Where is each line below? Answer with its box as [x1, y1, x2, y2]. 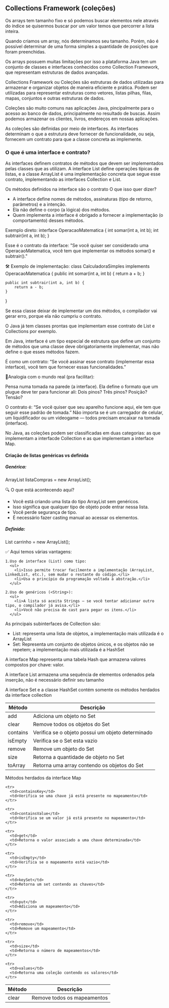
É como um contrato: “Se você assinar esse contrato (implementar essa [5, 359, 155, 365]
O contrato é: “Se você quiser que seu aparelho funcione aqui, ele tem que [5, 404, 161, 410]
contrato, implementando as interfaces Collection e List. [5, 176, 122, 182]
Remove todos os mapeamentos [31, 994, 108, 1001]
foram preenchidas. [5, 49, 46, 55]
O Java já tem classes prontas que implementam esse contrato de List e [5, 323, 155, 329]
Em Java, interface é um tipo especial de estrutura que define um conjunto [5, 338, 160, 344]
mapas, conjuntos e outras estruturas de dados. [5, 95, 105, 101]
